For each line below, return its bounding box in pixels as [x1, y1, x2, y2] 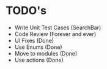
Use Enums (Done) [14, 43, 62, 51]
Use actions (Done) [14, 56, 64, 64]
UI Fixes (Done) [14, 37, 54, 44]
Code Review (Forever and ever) [14, 30, 97, 37]
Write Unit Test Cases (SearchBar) [14, 24, 101, 31]
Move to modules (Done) [14, 49, 78, 57]
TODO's [6, 4, 47, 18]
